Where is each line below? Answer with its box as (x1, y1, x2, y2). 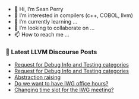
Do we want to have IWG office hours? (14, 80, 109, 87)
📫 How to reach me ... (14, 31, 69, 38)
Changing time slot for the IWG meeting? (14, 86, 114, 94)
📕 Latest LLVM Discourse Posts (5, 48, 97, 56)
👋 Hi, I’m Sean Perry (14, 6, 64, 12)
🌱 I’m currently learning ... (14, 18, 78, 25)
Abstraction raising (14, 74, 61, 81)
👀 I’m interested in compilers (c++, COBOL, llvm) (14, 12, 133, 19)
